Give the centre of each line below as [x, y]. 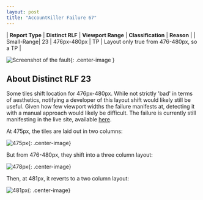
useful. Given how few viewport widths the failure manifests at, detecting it [101, 107]
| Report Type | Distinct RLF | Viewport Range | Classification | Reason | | [101, 35]
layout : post [23, 12]
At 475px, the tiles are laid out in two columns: [65, 131]
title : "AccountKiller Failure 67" [52, 18]
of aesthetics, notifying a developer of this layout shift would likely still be [99, 100]
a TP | [14, 48]
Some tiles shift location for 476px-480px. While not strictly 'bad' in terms [100, 94]
